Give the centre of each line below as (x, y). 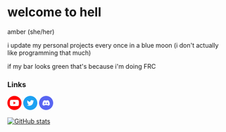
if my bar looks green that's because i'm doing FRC (82, 66)
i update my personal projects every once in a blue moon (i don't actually (113, 45)
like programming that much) (49, 53)
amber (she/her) (31, 32)
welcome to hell (55, 12)
